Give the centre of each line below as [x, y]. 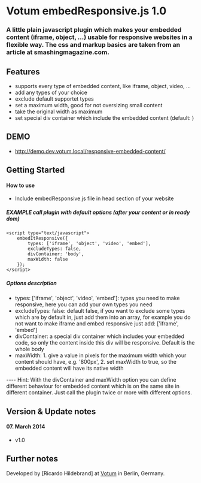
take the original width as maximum [59, 111]
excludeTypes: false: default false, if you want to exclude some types [100, 311]
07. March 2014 [26, 427]
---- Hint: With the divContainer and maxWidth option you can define [91, 380]
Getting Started [36, 170]
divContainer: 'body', [56, 254]
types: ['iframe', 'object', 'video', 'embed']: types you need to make [97, 298]
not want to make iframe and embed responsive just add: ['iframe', [97, 324]
